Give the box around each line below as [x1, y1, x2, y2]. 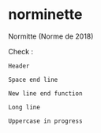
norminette [8, 6, 83, 24]
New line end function [8, 89, 83, 98]
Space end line [8, 76, 58, 83]
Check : [8, 46, 34, 56]
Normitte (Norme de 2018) [8, 31, 94, 41]
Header [8, 61, 30, 70]
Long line [8, 103, 41, 111]
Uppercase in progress [8, 116, 83, 125]
